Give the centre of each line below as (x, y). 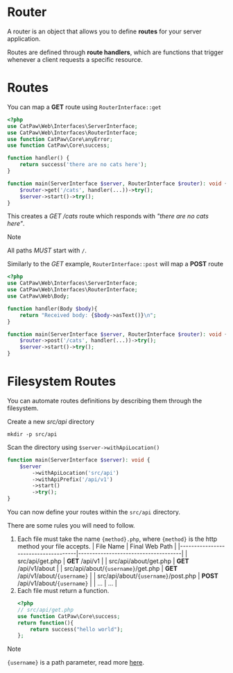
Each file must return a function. (63, 591)
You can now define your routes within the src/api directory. (94, 512)
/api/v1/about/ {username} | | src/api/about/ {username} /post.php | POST (118, 576)
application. (24, 38)
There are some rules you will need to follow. (71, 526)
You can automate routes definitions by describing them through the (105, 400)
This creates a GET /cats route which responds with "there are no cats (108, 216)
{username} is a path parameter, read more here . (76, 663)
